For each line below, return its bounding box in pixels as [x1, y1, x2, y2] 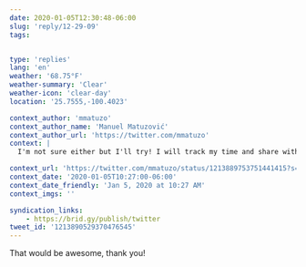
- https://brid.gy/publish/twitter [25, 214, 161, 223]
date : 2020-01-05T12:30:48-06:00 [9, 13, 137, 23]
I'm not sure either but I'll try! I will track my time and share [17, 148, 280, 157]
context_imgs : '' [9, 189, 76, 199]
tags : [9, 30, 30, 39]
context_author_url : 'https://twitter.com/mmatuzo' [9, 130, 209, 139]
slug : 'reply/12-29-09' [9, 22, 100, 31]
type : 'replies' [9, 55, 71, 64]
